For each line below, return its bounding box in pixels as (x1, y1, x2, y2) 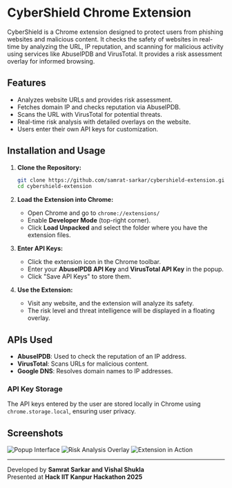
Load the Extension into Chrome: (17, 196, 114, 204)
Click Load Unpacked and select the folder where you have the (27, 223, 208, 232)
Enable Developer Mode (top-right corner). (27, 216, 151, 225)
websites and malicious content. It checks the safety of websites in (7, 35, 198, 43)
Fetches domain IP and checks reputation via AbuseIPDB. (17, 102, 181, 111)
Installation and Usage (7, 145, 106, 157)
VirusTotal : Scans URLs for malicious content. (17, 359, 149, 368)
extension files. (27, 231, 71, 239)
